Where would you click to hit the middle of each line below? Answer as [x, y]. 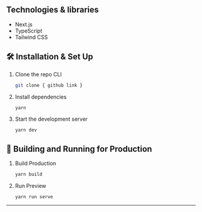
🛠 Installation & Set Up [50, 57]
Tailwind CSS [31, 37]
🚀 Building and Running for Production [79, 149]
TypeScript [29, 31]
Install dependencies [41, 97]
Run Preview [30, 186]
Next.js [24, 24]
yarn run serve [34, 197]
